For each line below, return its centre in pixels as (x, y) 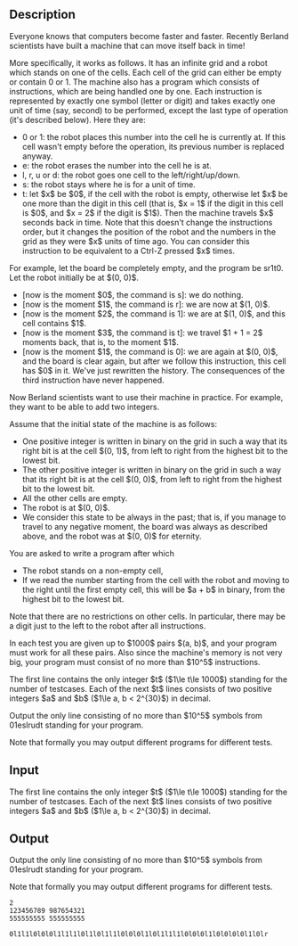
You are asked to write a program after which (92, 553)
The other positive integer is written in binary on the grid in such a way (152, 469)
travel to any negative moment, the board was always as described (145, 526)
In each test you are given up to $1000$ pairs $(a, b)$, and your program (143, 643)
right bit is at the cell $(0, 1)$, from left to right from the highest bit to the (155, 450)
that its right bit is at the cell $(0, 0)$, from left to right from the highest (152, 479)
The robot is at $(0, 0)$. (66, 507)
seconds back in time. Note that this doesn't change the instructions (147, 222)
